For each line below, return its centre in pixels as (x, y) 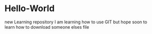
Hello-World (30, 8)
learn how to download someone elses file (47, 27)
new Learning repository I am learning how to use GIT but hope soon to (76, 22)
